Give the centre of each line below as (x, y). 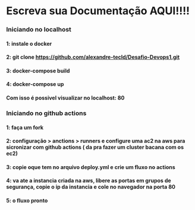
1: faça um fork (25, 127)
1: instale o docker (29, 43)
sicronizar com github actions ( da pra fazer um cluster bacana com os (95, 147)
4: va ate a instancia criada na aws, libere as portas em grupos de (89, 181)
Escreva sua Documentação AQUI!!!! (98, 11)
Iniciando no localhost (39, 30)
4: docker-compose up (35, 84)
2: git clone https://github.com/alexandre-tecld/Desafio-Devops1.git (93, 57)
